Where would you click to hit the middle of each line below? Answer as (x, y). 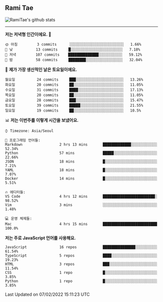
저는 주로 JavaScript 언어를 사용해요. (41, 238)
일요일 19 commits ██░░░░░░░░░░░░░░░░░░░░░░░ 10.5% (73, 110)
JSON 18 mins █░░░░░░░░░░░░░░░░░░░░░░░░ (81, 161)
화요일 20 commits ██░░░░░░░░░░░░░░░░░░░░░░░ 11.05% (74, 84)
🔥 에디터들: (15, 192)
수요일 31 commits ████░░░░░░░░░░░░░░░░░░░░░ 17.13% (74, 90)
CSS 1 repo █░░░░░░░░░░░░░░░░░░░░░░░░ (81, 272)
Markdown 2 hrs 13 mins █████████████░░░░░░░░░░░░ (81, 144)
